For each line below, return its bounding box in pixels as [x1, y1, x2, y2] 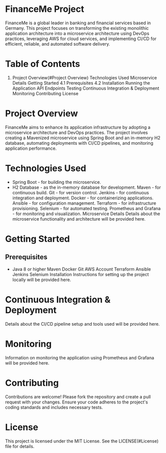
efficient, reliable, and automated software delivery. [5, 41, 111, 47]
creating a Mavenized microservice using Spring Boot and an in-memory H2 [5, 135, 161, 141]
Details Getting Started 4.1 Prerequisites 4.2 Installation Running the [12, 80, 150, 86]
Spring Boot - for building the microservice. [12, 179, 102, 185]
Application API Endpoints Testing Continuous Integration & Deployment [12, 85, 160, 91]
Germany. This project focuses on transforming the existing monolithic [5, 25, 149, 31]
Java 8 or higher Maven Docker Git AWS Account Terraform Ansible [12, 266, 151, 272]
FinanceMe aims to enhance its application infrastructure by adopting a [5, 124, 151, 130]
